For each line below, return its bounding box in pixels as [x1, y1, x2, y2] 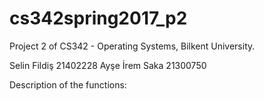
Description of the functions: [9, 78, 127, 91]
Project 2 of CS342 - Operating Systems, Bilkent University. [9, 40, 256, 52]
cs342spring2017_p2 [9, 7, 188, 30]
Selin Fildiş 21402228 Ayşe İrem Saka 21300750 [9, 59, 207, 71]
